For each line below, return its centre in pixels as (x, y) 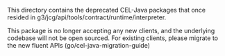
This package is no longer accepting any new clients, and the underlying (111, 31)
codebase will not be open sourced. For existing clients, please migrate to (113, 38)
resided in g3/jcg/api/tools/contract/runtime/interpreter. (87, 17)
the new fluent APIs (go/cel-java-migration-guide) (79, 45)
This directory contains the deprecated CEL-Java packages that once (107, 10)
